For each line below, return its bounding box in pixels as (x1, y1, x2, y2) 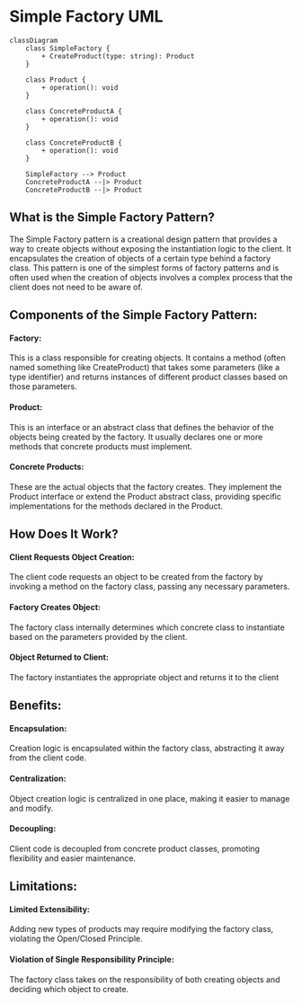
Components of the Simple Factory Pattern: (9, 307, 258, 323)
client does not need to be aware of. (9, 281, 144, 292)
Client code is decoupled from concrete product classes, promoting (9, 843, 261, 854)
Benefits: (9, 698, 62, 714)
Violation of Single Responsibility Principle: (9, 954, 175, 964)
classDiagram (9, 36, 58, 45)
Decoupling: (9, 823, 57, 834)
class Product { (25, 75, 87, 84)
